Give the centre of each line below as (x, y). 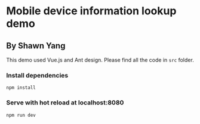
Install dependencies (37, 75)
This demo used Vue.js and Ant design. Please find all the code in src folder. (100, 60)
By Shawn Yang (36, 46)
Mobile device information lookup (91, 11)
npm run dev (21, 115)
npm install (21, 88)
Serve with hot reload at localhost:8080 (65, 103)
